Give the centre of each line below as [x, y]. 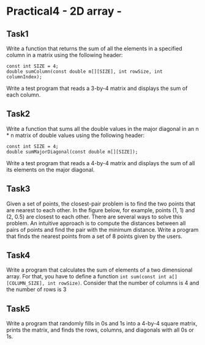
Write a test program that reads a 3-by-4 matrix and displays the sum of [97, 88]
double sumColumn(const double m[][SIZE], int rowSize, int [85, 72]
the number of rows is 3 [36, 289]
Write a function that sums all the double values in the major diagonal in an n [102, 128]
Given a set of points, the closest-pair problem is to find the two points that [101, 204]
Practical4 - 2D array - [64, 11]
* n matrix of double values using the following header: [76, 135]
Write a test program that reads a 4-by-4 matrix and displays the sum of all [101, 163]
